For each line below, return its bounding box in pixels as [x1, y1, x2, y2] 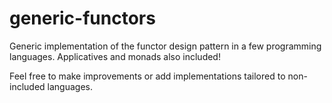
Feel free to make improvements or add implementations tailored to [9, 70, 286, 82]
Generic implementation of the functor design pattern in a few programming [9, 40, 322, 52]
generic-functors [9, 7, 156, 30]
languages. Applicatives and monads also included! [9, 50, 221, 62]
